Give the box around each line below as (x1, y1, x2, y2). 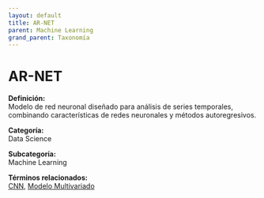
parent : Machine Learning (8, 26, 93, 34)
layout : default (8, 11, 62, 20)
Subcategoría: (8, 149, 57, 159)
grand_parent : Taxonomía (8, 33, 90, 42)
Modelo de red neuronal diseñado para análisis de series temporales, (8, 102, 234, 111)
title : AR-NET (8, 19, 55, 27)
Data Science (8, 134, 52, 144)
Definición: (8, 94, 46, 103)
